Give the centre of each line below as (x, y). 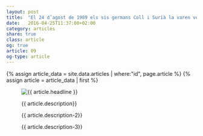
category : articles (31, 29)
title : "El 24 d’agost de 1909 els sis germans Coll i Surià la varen (98, 17)
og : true (17, 46)
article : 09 (21, 51)
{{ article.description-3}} (52, 126)
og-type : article (28, 57)
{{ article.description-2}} (52, 115)
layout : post (23, 12)
